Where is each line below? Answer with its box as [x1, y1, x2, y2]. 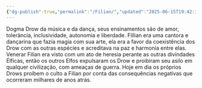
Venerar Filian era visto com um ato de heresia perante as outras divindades [6, 50, 195, 57]
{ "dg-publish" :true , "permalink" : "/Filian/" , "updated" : [6, 8, 147, 15]
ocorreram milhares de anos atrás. [6, 76, 92, 83]
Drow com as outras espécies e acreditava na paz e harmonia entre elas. [6, 44, 187, 51]
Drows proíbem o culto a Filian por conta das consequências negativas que [6, 69, 193, 77]
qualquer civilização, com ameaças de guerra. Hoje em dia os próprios [6, 63, 182, 71]
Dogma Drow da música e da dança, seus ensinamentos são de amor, [6, 25, 179, 32]
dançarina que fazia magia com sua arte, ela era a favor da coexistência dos [6, 38, 195, 45]
